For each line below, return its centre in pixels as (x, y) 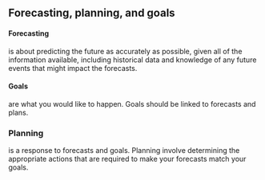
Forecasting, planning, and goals (92, 13)
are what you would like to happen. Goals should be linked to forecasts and (132, 104)
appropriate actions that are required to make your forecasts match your (127, 159)
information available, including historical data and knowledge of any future (132, 60)
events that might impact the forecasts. (73, 68)
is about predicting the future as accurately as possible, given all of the (125, 51)
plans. (18, 112)
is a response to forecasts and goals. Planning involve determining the (124, 151)
